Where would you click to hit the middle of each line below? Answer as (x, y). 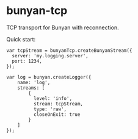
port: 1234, (27, 61)
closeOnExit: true (57, 114)
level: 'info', (53, 98)
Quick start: (21, 39)
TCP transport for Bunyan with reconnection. (63, 27)
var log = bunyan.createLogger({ (49, 77)
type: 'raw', (50, 109)
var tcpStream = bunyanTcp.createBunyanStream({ (69, 50)
